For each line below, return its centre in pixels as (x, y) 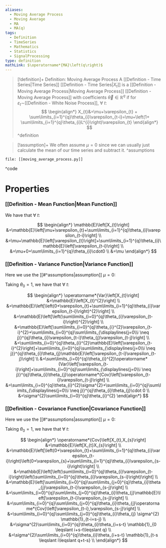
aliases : (14, 10)
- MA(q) (18, 28)
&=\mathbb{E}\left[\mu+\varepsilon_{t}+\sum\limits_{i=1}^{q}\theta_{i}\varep (83, 230)
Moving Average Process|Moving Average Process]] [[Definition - (84, 91)
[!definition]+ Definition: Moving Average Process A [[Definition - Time (89, 80)
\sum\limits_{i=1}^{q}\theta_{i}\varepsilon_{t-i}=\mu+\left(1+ (89, 117)
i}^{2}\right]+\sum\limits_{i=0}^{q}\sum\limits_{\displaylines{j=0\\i (78, 348)
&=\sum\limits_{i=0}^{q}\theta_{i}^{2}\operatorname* (93, 359)
